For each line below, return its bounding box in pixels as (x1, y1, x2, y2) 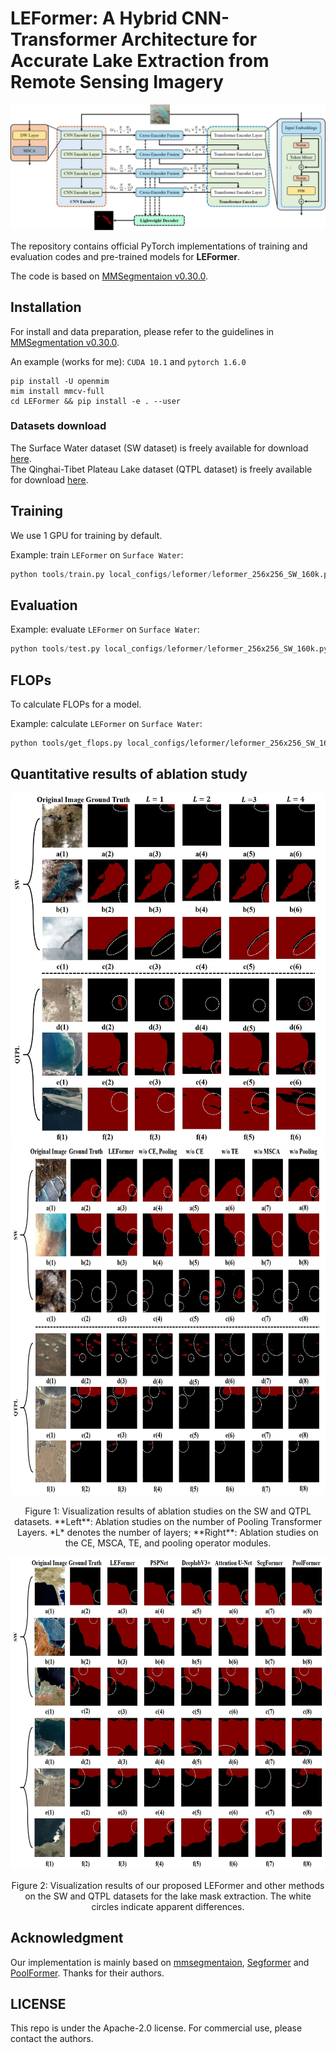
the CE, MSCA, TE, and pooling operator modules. (64, 1537, 272, 1549)
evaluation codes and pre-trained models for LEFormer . (10, 250, 240, 262)
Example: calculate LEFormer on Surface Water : (10, 718, 203, 730)
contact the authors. (10, 2033, 94, 2045)
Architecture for (121, 28, 258, 51)
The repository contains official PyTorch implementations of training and (10, 240, 308, 252)
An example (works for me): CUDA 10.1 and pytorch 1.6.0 (10, 355, 247, 367)
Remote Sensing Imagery (10, 71, 224, 94)
